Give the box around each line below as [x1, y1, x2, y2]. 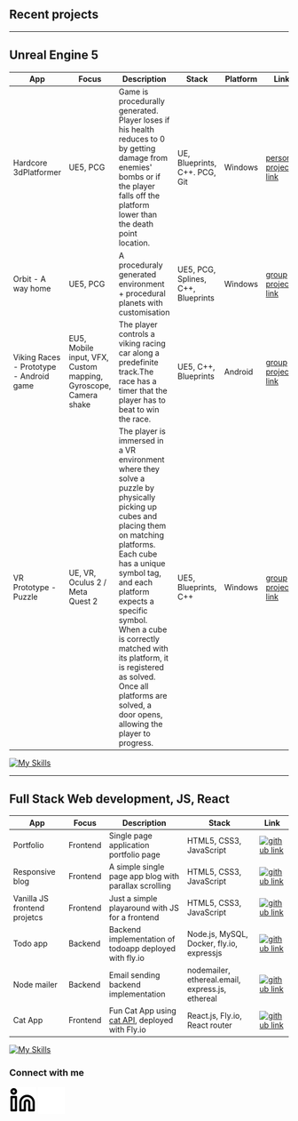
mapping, [68, 371, 104, 381]
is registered [118, 662, 164, 673]
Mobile [68, 342, 94, 354]
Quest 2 [68, 596, 98, 607]
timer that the [118, 385, 168, 396]
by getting [118, 143, 156, 154]
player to [118, 728, 151, 739]
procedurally [118, 96, 166, 107]
